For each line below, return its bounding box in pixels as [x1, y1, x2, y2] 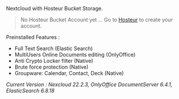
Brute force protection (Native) [14, 63, 89, 70]
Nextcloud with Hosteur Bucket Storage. [6, 5, 104, 12]
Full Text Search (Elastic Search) [14, 45, 93, 52]
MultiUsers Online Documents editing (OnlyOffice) [14, 51, 136, 58]
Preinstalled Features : [6, 34, 60, 40]
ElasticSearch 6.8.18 [6, 87, 55, 94]
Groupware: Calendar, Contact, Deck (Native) [14, 70, 124, 76]
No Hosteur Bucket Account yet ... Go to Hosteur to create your [20, 16, 173, 23]
